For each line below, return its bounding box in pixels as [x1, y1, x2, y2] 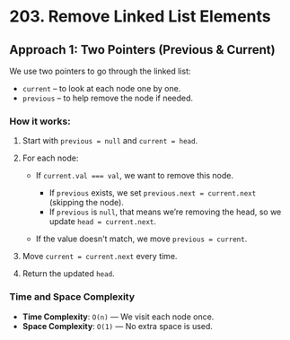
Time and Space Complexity [9, 291, 136, 303]
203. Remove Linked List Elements [9, 6, 271, 27]
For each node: [22, 153, 79, 163]
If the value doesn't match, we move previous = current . [35, 233, 248, 244]
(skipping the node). [48, 197, 124, 208]
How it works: [9, 115, 71, 127]
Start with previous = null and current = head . [22, 135, 198, 146]
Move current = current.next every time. [22, 251, 178, 262]
